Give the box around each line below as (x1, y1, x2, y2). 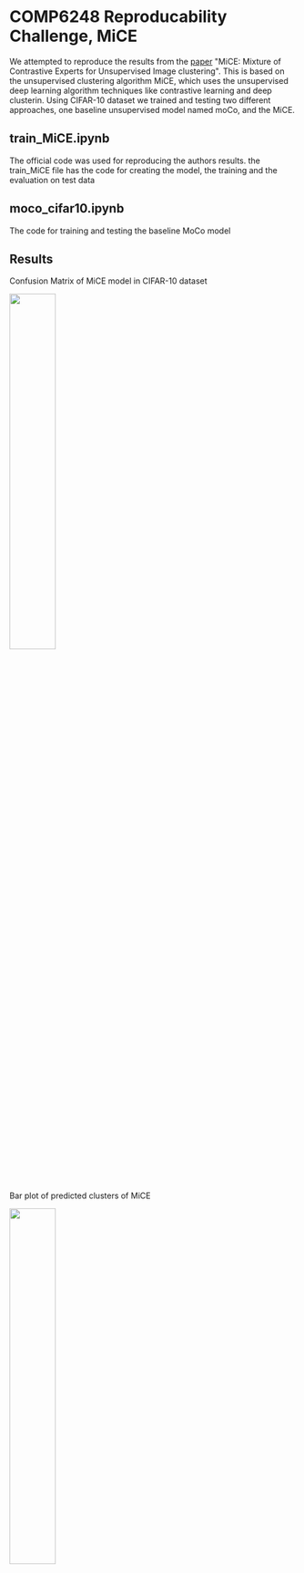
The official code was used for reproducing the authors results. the (9, 155, 261, 166)
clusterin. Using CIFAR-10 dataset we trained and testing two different (9, 94, 271, 106)
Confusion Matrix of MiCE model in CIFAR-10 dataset (9, 275, 208, 286)
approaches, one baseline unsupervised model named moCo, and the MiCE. (9, 104, 296, 115)
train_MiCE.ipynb (9, 130, 110, 147)
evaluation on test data (9, 174, 96, 185)
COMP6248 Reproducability (9, 6, 228, 27)
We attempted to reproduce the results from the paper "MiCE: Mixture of (9, 56, 282, 67)
